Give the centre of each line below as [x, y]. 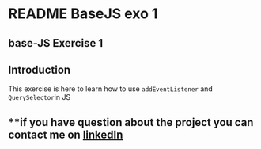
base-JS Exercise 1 [56, 43]
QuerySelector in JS [40, 97]
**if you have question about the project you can [131, 122]
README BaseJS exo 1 [83, 14]
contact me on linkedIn [66, 134]
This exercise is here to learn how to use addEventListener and [111, 89]
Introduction [40, 69]
